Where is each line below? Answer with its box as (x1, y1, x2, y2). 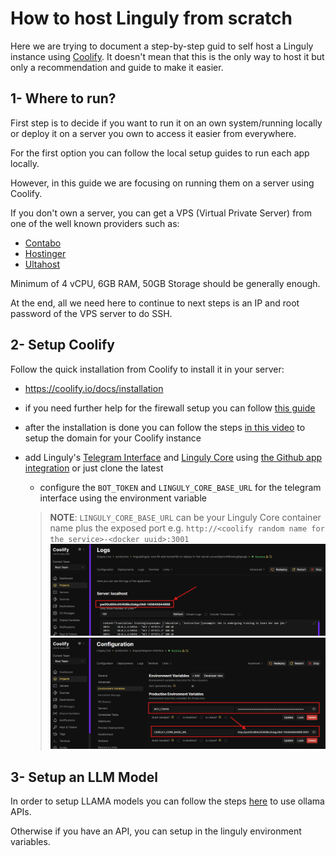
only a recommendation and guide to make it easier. (10, 61, 224, 73)
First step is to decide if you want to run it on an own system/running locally (10, 117, 323, 129)
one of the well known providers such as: (10, 217, 180, 229)
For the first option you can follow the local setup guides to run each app (10, 147, 310, 159)
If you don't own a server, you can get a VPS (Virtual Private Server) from (10, 207, 313, 219)
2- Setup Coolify (10, 337, 115, 354)
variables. (10, 835, 51, 847)
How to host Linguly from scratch (10, 7, 293, 30)
